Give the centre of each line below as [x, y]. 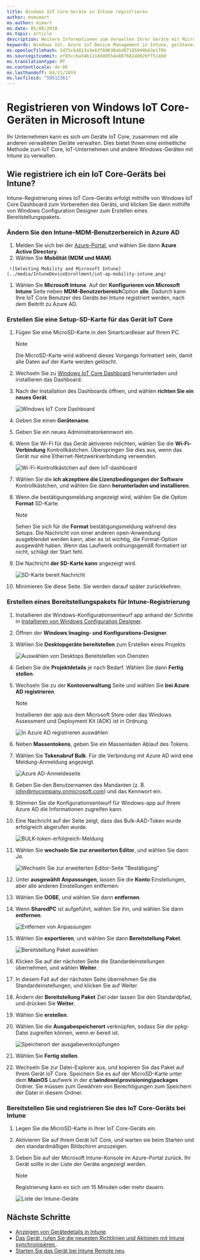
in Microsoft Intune [97, 120]
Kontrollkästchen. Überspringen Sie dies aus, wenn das [115, 450]
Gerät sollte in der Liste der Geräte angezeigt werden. [81, 1164]
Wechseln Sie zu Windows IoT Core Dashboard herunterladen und [96, 373]
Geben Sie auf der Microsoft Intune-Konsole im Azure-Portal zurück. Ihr [103, 1158]
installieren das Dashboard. [49, 380]
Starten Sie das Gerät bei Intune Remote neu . [71, 1250]
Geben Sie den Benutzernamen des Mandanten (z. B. [80, 785]
